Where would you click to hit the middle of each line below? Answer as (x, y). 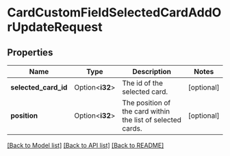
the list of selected (152, 120)
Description (152, 71)
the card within (146, 111)
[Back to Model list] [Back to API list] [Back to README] (86, 145)
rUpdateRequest (55, 27)
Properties (30, 52)
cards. (132, 128)
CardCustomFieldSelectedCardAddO (114, 13)
